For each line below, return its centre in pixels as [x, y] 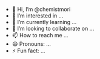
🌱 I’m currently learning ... [44, 22]
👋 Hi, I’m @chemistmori [41, 9]
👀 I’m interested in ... [38, 16]
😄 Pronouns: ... [32, 44]
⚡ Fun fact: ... [28, 51]
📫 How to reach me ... [40, 35]
